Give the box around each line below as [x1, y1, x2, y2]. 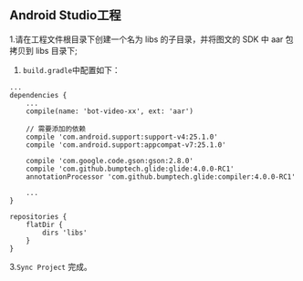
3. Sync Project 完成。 [9, 261, 93, 272]
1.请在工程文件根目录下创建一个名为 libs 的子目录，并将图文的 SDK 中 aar [9, 34, 284, 45]
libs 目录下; [35, 45, 78, 56]
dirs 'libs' [42, 228, 89, 237]
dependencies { [9, 90, 68, 99]
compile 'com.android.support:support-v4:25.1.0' [26, 132, 219, 141]
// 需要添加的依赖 [26, 124, 87, 133]
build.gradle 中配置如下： [22, 64, 120, 75]
